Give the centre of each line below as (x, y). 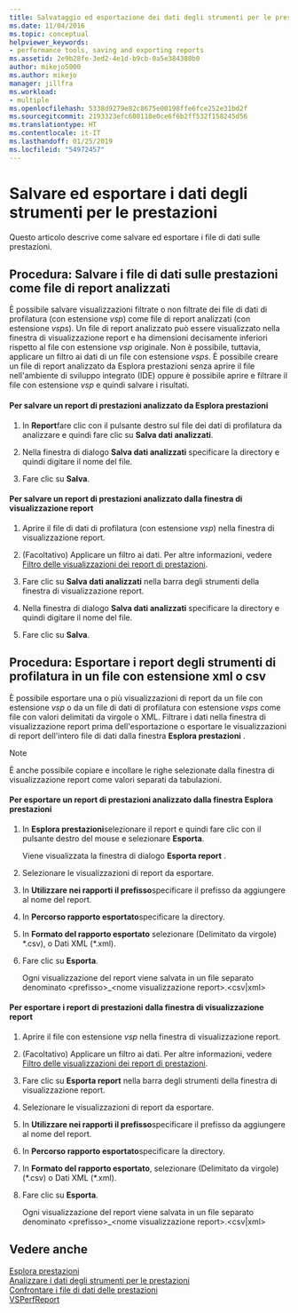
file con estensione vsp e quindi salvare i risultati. (99, 385)
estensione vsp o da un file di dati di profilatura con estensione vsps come (145, 707)
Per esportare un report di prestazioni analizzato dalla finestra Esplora (141, 800)
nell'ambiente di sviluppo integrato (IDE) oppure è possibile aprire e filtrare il (149, 376)
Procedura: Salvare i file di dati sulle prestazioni (144, 274)
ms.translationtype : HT (53, 125)
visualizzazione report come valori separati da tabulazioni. (116, 779)
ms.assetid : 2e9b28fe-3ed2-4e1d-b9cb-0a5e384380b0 (105, 59)
